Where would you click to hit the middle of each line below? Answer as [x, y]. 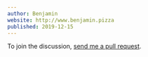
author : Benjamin [33, 14]
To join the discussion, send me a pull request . [74, 47]
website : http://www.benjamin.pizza [61, 20]
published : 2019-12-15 [40, 26]
